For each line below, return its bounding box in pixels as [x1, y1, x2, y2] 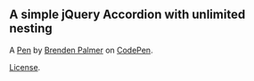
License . [9, 61, 41, 72]
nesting [9, 21, 53, 36]
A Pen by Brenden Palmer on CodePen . [9, 45, 153, 55]
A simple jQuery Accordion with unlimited [9, 7, 246, 22]
